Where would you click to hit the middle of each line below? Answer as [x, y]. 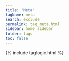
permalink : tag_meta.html [32, 24]
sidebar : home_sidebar [29, 29]
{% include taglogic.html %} [35, 53]
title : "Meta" [20, 10]
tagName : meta [20, 15]
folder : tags [19, 34]
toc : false [17, 39]
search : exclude [22, 19]
